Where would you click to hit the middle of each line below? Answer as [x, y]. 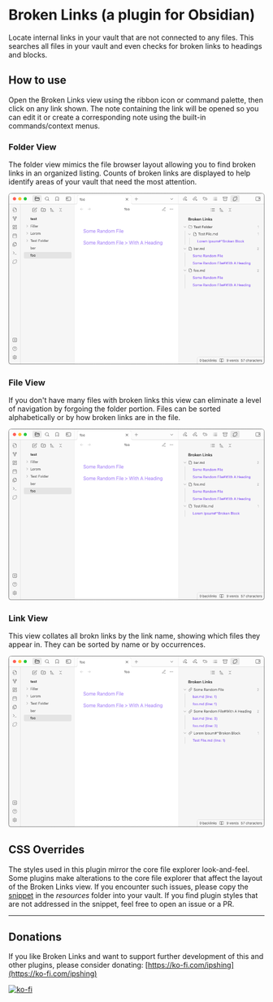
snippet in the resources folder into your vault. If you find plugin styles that [133, 895]
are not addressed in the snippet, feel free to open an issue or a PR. [121, 904]
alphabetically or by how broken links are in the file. [95, 418]
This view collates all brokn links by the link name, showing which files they [134, 636]
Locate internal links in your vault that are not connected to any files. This [131, 37]
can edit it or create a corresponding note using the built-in [107, 117]
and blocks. [28, 54]
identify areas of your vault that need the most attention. [103, 182]
